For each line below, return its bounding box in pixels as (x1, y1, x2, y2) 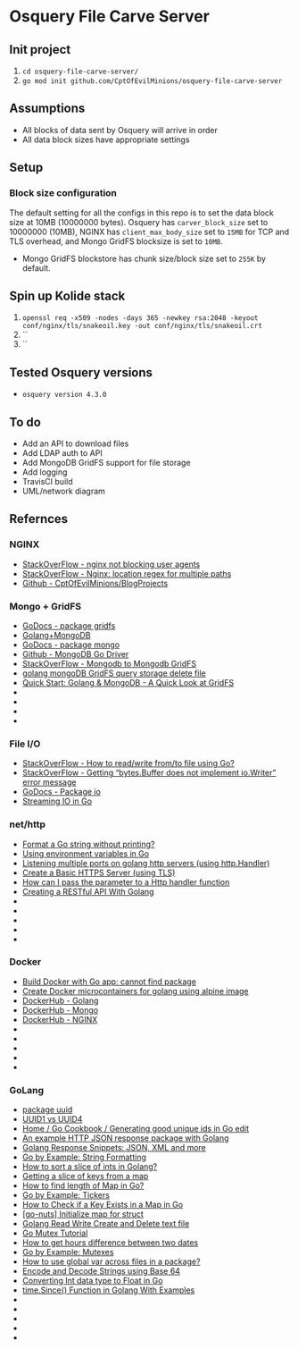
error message (21, 777, 77, 788)
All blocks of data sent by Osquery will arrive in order (21, 124, 219, 135)
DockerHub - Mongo (21, 1004, 99, 1016)
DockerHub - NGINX (21, 1014, 98, 1024)
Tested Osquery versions (9, 365, 153, 380)
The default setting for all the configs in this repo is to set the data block (9, 207, 275, 218)
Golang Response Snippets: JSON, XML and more (21, 1142, 207, 1153)
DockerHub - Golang (21, 995, 99, 1006)
